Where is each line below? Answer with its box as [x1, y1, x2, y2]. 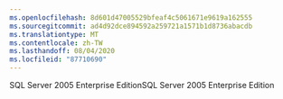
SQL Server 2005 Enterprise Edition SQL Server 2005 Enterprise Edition [9, 80, 275, 90]
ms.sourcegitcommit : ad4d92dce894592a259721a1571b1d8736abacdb [9, 22, 253, 31]
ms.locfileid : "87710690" [9, 55, 107, 64]
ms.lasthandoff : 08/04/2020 [9, 47, 116, 56]
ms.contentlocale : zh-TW [9, 38, 103, 48]
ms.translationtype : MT [9, 30, 99, 39]
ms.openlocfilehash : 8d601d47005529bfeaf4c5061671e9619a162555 [9, 13, 253, 22]
